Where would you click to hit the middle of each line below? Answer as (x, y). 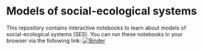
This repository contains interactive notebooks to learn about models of (96, 28)
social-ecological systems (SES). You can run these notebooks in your (94, 34)
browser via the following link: (44, 40)
